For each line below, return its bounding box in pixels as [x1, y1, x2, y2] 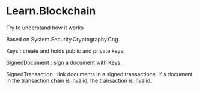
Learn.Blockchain [6, 4, 96, 18]
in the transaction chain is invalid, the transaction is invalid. [6, 77, 152, 84]
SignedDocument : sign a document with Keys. [6, 59, 122, 66]
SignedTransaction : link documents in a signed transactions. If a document [6, 70, 193, 77]
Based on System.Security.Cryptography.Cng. [6, 35, 120, 43]
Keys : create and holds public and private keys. [6, 47, 125, 55]
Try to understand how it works [6, 24, 84, 31]
